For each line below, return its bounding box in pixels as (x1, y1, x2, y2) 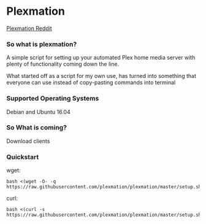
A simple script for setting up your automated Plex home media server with (6, 54, 196, 61)
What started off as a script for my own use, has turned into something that (6, 72, 196, 80)
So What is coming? (6, 123, 67, 132)
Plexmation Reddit (6, 25, 52, 32)
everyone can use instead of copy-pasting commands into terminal (6, 79, 176, 87)
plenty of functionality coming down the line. (6, 60, 120, 68)
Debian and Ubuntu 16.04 (6, 108, 71, 115)
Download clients (6, 137, 50, 145)
